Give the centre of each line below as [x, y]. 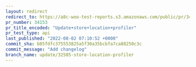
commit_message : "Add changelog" [46, 50]
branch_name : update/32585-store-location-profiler [70, 55]
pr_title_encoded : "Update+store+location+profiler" [71, 28]
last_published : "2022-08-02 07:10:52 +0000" [62, 38]
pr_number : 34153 [27, 22]
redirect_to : [21, 17]
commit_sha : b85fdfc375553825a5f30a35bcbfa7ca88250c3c [74, 44]
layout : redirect [27, 11]
